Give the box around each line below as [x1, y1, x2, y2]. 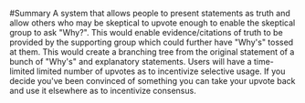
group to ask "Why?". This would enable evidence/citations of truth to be [9, 27, 283, 37]
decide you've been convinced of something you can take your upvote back [9, 76, 296, 86]
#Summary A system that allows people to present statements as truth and [9, 8, 290, 18]
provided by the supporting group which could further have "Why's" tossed [9, 36, 294, 47]
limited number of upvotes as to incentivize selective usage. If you [36, 66, 286, 77]
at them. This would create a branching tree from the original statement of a [9, 46, 295, 57]
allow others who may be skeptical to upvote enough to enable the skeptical [9, 17, 296, 28]
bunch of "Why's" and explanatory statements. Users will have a [9, 57, 253, 67]
